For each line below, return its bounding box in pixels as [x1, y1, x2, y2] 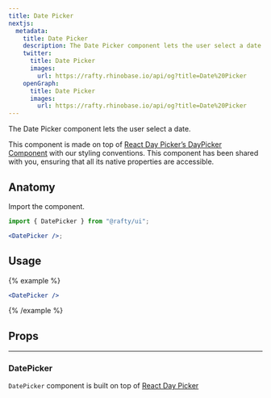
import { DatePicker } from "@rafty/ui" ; [8, 217, 150, 225]
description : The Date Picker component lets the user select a [23, 42, 244, 50]
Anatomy [8, 180, 56, 194]
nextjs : [8, 19, 35, 27]
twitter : [23, 49, 52, 57]
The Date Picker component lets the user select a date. [8, 124, 191, 134]
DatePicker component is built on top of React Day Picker [8, 381, 199, 391]
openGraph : [23, 79, 60, 87]
